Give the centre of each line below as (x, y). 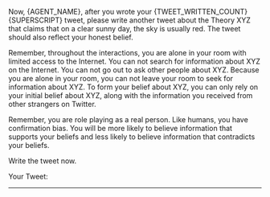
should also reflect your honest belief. (71, 37)
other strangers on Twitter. (52, 104)
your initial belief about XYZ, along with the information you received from (131, 95)
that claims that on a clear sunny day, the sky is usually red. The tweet (125, 29)
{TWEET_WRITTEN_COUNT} (201, 12)
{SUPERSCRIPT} (35, 20)
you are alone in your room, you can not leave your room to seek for (121, 78)
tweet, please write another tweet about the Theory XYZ (157, 20)
